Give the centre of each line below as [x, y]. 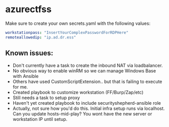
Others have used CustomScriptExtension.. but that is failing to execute [87, 81]
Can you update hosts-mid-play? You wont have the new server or [82, 114]
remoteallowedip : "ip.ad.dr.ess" [41, 37]
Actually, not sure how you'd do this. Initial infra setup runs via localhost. [89, 108]
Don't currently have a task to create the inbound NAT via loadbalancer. [88, 65]
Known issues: [29, 53]
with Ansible [26, 76]
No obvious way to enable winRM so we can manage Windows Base [84, 71]
